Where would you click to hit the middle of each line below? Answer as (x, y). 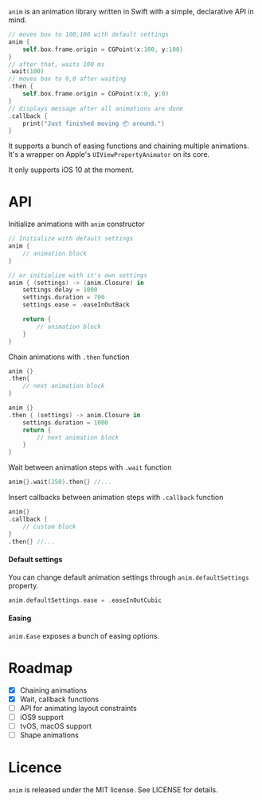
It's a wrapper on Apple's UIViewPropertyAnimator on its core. (109, 154)
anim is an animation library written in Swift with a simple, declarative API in (131, 12)
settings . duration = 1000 (66, 422)
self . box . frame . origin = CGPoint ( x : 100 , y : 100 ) (103, 49)
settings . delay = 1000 (60, 290)
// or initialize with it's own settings (78, 275)
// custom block (50, 526)
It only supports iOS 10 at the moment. (71, 170)
